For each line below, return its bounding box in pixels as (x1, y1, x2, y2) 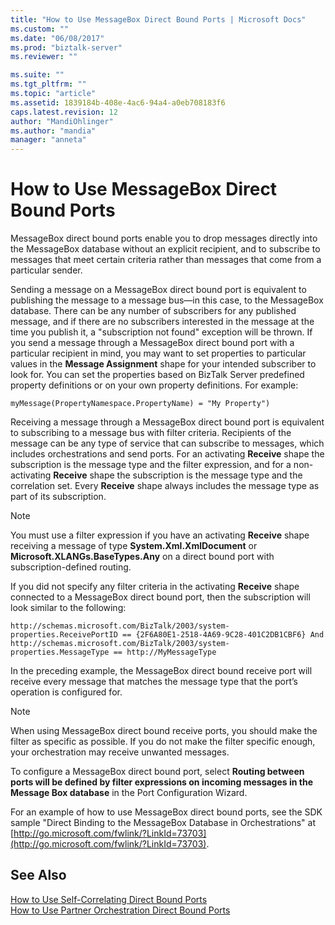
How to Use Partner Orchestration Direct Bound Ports (10, 904, 231, 916)
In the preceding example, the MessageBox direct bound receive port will (10, 665, 313, 677)
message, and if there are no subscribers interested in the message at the (10, 316, 315, 328)
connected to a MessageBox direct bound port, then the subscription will (10, 591, 311, 603)
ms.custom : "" (10, 24, 70, 34)
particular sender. (10, 264, 83, 276)
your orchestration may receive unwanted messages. (10, 746, 230, 758)
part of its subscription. (10, 491, 107, 503)
